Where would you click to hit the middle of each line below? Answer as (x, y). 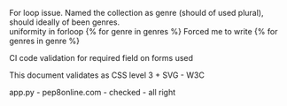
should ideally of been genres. (65, 22)
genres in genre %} (45, 41)
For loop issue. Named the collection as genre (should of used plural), (136, 13)
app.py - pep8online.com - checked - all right (93, 92)
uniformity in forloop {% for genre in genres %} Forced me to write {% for (143, 31)
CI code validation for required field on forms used (101, 58)
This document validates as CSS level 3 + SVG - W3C (107, 75)
